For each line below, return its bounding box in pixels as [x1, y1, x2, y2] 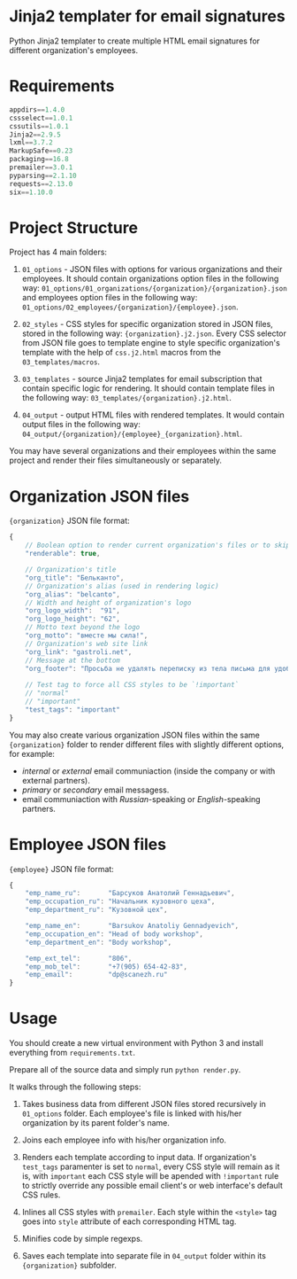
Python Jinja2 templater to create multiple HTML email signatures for [9, 35, 261, 46]
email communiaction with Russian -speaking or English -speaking [21, 793, 261, 804]
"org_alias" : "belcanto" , [25, 589, 121, 599]
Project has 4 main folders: [9, 246, 108, 258]
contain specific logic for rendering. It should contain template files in [21, 383, 276, 394]
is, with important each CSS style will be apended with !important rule [21, 1171, 279, 1182]
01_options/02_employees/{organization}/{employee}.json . [21, 301, 239, 312]
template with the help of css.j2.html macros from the [21, 347, 221, 358]
